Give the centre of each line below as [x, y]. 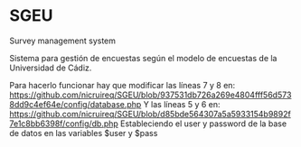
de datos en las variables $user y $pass [84, 133]
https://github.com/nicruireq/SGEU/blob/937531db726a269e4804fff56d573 [150, 95]
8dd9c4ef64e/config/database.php [75, 104]
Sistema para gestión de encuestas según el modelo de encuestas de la [143, 58]
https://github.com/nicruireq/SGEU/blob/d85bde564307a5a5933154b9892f [150, 114]
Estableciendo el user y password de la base [204, 124]
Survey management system [62, 41]
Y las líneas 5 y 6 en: [182, 104]
